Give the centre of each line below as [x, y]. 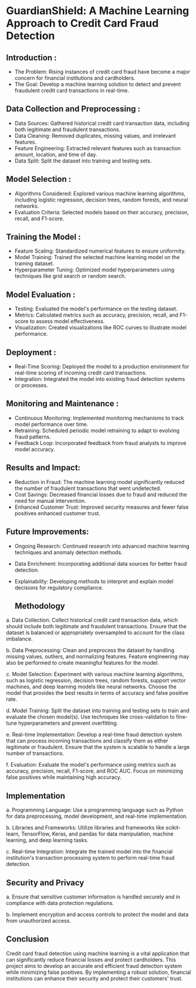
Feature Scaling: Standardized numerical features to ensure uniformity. [100, 251]
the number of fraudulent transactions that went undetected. [88, 488]
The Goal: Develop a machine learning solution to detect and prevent [98, 84]
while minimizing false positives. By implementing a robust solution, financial [99, 972]
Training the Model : [43, 237]
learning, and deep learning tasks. [48, 840]
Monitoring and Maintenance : [62, 404]
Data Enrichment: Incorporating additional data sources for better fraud [101, 563]
